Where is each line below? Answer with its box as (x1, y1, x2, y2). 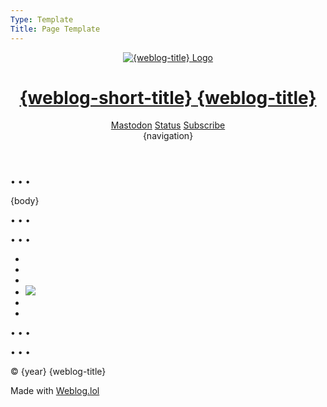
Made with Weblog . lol (10, 385, 100, 397)
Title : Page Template (10, 24, 101, 34)
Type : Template (10, 14, 74, 25)
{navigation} (142, 130, 194, 142)
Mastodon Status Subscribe (110, 119, 226, 131)
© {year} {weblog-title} (10, 366, 107, 378)
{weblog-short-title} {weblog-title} (19, 86, 317, 109)
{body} (10, 195, 40, 207)
